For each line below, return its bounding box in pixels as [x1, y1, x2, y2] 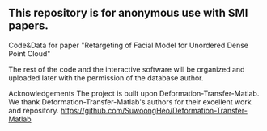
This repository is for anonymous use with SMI [8, 6, 248, 20]
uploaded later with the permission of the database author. [8, 72, 204, 83]
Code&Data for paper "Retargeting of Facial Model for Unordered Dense [8, 40, 249, 50]
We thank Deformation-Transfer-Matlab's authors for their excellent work [8, 96, 252, 107]
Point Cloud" [8, 48, 51, 59]
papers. [8, 19, 49, 33]
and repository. [8, 105, 59, 115]
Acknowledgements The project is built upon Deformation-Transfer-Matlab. [8, 88, 260, 98]
